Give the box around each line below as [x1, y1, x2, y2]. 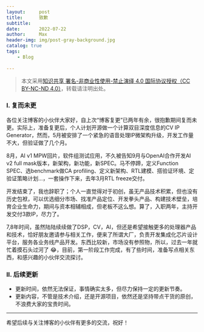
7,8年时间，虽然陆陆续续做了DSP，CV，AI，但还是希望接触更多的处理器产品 [6, 223, 196, 231]
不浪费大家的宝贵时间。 [15, 300, 74, 308]
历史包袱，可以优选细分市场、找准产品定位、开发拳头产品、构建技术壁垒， [6, 195, 192, 202]
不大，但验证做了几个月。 [6, 139, 70, 146]
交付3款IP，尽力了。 [11, 210, 63, 217]
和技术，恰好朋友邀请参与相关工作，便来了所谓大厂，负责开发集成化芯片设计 [6, 231, 198, 238]
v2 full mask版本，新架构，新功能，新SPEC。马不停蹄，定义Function [6, 159, 179, 167]
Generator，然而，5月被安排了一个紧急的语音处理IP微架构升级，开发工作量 [6, 131, 194, 138]
